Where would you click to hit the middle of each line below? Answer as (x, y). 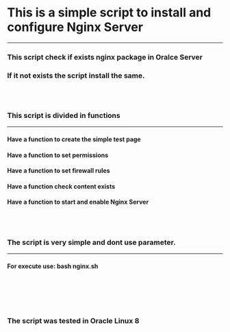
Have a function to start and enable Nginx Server (78, 202)
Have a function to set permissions (58, 155)
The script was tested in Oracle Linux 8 (73, 321)
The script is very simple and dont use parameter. (91, 242)
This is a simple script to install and (109, 13)
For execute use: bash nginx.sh (53, 266)
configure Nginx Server (75, 27)
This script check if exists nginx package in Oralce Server (105, 57)
